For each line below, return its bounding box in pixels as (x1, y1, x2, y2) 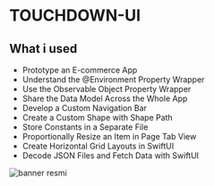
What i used (9, 41, 78, 56)
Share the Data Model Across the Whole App (21, 93, 188, 104)
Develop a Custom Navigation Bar (21, 103, 148, 113)
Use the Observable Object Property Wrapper (21, 84, 192, 94)
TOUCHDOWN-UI (9, 5, 141, 26)
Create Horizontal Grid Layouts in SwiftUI (21, 140, 175, 151)
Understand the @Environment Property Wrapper (21, 74, 205, 85)
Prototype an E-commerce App (21, 64, 138, 75)
